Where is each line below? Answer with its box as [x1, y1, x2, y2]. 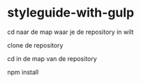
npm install [7, 68, 39, 76]
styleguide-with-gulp [7, 5, 135, 21]
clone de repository [7, 41, 64, 49]
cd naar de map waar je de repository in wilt [7, 28, 134, 36]
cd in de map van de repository [7, 54, 98, 63]
